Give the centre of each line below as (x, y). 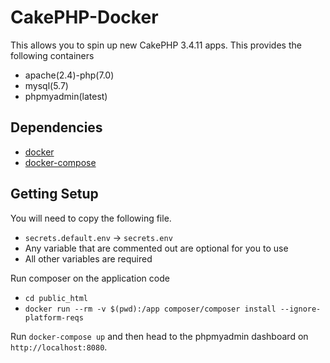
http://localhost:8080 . (59, 347)
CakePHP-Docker (84, 17)
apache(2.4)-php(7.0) (69, 75)
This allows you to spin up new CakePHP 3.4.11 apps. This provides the (156, 45)
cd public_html (56, 298)
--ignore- (300, 309)
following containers (52, 55)
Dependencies (56, 127)
